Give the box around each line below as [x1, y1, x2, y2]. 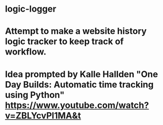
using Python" [5, 89, 65, 100]
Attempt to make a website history [5, 26, 147, 37]
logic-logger [5, 3, 56, 15]
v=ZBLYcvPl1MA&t [5, 110, 81, 121]
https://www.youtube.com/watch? [5, 100, 149, 110]
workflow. [5, 46, 47, 57]
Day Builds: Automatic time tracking [5, 79, 154, 90]
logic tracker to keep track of [5, 36, 124, 47]
